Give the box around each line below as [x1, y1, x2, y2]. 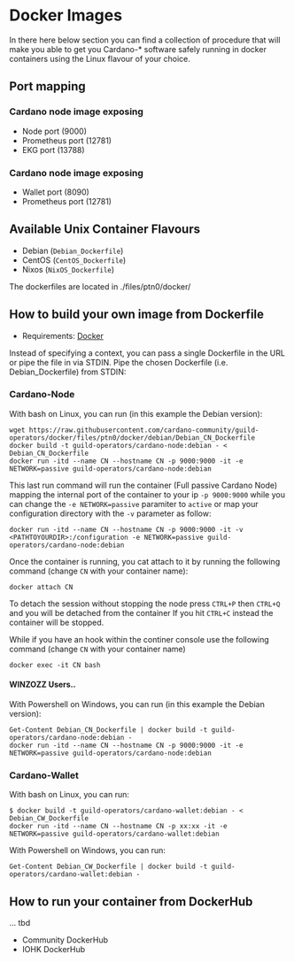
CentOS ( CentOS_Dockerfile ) [21, 254, 127, 266]
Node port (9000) [21, 126, 87, 136]
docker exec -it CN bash [9, 660, 101, 669]
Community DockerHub [21, 935, 109, 945]
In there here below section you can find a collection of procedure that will [9, 35, 281, 45]
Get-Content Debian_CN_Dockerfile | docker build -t [9, 726, 208, 735]
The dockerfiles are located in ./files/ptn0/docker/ [9, 281, 191, 292]
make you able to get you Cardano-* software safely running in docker [9, 43, 267, 54]
